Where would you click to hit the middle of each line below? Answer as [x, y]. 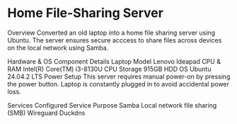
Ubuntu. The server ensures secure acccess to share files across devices [115, 40]
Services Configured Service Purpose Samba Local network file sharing [112, 105]
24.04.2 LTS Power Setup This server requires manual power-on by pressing [119, 77]
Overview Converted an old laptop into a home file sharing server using [111, 33]
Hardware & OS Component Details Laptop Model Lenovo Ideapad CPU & [114, 61]
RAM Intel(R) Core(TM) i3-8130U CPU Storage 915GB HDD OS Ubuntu [109, 69]
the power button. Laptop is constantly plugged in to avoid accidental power [118, 84]
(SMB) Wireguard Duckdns [46, 113]
